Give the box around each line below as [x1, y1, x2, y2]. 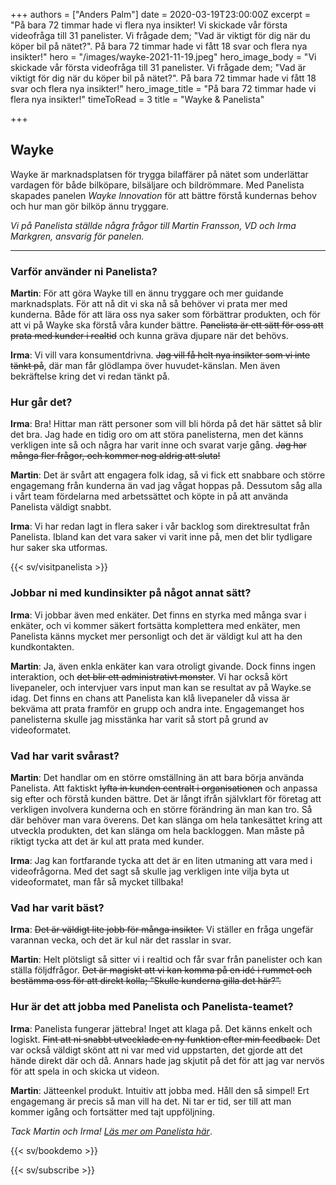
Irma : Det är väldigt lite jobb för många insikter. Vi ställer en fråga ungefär [10, 924, 314, 936]
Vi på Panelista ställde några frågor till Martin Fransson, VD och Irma [10, 219, 297, 231]
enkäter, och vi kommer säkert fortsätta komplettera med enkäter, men [10, 619, 301, 631]
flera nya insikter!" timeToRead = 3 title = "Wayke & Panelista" [10, 94, 265, 105]
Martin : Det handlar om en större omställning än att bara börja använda [10, 772, 305, 783]
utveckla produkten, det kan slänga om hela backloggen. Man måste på [10, 825, 305, 836]
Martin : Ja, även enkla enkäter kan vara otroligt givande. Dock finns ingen [10, 660, 316, 672]
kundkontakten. [10, 640, 75, 653]
